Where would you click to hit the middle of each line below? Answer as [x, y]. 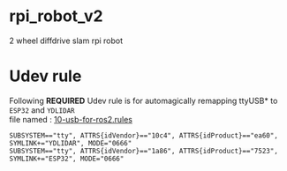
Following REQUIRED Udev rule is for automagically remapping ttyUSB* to [143, 100]
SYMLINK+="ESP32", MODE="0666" [67, 159]
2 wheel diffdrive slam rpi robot [66, 41]
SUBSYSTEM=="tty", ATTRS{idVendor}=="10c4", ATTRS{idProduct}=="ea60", [143, 135]
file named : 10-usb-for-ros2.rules [71, 119]
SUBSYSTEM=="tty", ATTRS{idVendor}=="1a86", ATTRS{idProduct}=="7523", [143, 151]
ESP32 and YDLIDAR [42, 110]
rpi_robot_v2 [56, 16]
